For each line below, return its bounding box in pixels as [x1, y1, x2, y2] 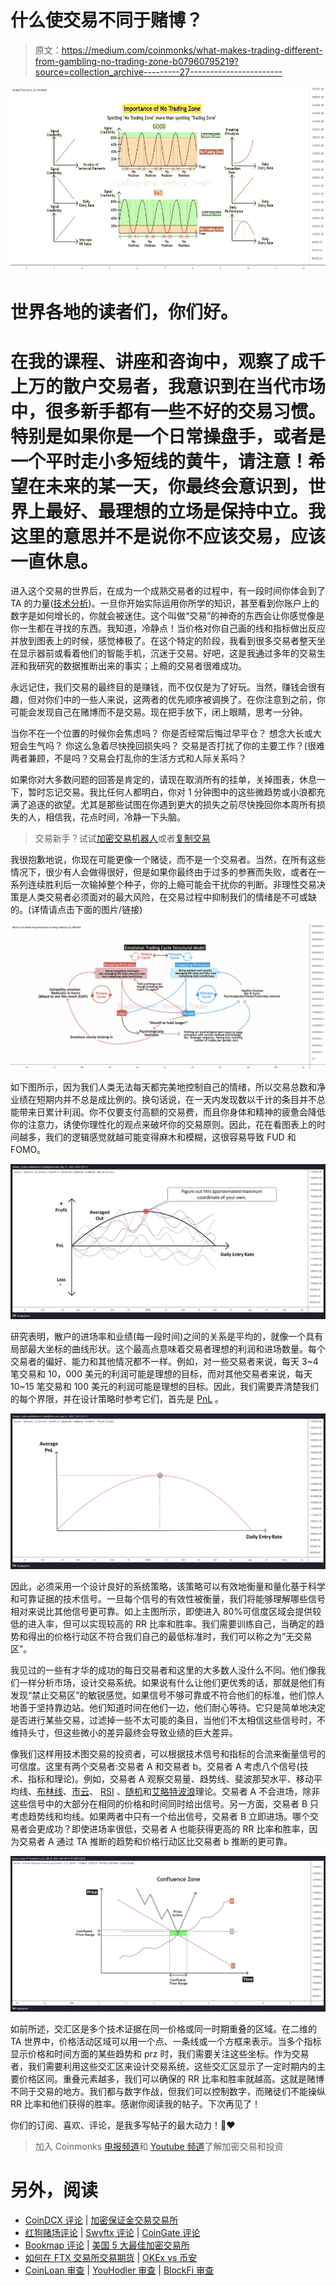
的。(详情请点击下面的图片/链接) [10, 904, 143, 916]
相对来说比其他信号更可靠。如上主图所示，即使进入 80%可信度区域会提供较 [10, 1605, 322, 1617]
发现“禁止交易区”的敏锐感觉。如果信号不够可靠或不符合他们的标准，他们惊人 [10, 1689, 325, 1701]
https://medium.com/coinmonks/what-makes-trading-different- [61, 44, 323, 56]
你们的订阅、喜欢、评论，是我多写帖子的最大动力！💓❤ [10, 2119, 236, 2131]
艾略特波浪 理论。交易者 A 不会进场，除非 [151, 1785, 321, 1797]
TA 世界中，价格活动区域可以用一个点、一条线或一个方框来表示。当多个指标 [10, 2035, 322, 2047]
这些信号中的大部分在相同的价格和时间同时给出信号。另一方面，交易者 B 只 [10, 1797, 320, 1810]
